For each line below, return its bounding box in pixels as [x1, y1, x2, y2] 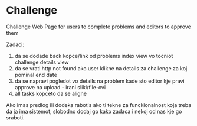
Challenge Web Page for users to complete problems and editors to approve [6, 23, 192, 30]
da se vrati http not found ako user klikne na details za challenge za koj [14, 64, 188, 72]
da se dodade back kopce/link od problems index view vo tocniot [14, 52, 173, 59]
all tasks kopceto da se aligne [14, 90, 87, 97]
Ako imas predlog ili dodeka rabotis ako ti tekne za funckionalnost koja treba [6, 101, 192, 108]
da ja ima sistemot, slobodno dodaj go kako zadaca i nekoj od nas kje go [6, 108, 182, 115]
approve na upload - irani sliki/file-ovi [14, 83, 106, 91]
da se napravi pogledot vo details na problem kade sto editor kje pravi [14, 77, 185, 85]
